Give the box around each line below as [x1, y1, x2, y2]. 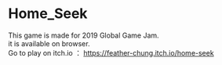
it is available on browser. [8, 38, 90, 48]
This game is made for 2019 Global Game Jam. [8, 31, 159, 40]
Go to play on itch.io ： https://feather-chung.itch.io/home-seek [8, 48, 214, 57]
